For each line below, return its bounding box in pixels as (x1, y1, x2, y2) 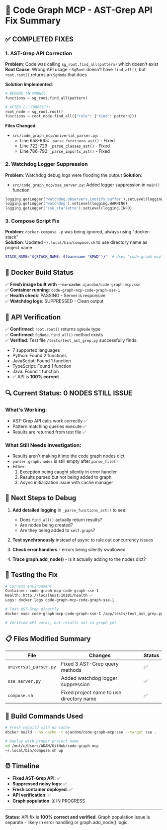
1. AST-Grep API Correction (5, 50, 73, 57)
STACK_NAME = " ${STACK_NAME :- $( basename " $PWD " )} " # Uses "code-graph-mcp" (5, 254, 164, 259)
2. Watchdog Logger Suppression (5, 161, 88, 168)
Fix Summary (5, 15, 61, 26)
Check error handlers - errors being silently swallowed (12, 546, 126, 552)
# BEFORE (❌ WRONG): (5, 91, 48, 96)
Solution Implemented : (5, 81, 53, 87)
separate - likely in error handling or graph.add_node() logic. (5, 819, 129, 825)
